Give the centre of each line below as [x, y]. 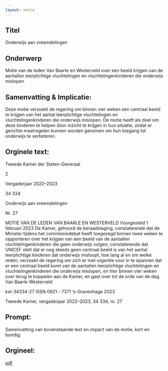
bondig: [13, 335]
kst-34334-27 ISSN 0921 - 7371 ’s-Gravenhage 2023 [60, 291]
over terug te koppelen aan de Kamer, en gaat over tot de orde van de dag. [83, 276]
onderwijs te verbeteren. [31, 136]
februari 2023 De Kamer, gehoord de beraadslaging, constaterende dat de [82, 228]
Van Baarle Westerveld [29, 282]
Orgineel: [20, 351]
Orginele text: [27, 152]
